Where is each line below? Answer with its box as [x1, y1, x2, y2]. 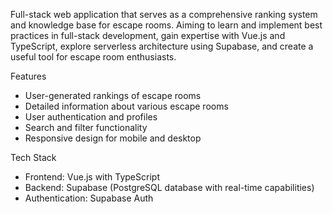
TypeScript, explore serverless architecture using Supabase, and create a [10, 40, 314, 52]
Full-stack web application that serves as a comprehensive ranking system [10, 9, 318, 20]
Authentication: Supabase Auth [24, 192, 154, 204]
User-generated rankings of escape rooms [24, 90, 202, 101]
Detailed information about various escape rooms [24, 100, 229, 112]
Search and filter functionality [24, 122, 148, 133]
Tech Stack [10, 152, 57, 163]
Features [10, 70, 47, 82]
